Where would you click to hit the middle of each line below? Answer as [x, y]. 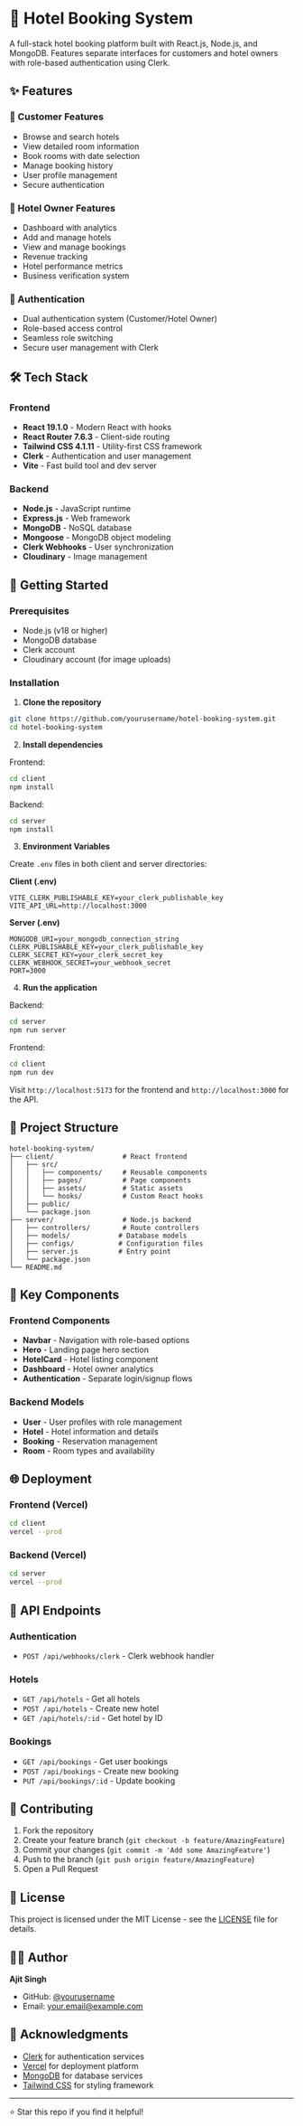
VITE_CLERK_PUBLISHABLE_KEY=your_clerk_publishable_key [116, 898]
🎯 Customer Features [57, 117]
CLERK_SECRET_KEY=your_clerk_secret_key [87, 955]
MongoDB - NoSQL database [77, 528]
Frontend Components [60, 1321]
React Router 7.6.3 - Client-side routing [96, 437]
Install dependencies [63, 744]
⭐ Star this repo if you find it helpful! [77, 2112]
